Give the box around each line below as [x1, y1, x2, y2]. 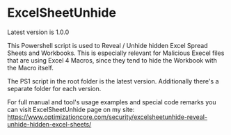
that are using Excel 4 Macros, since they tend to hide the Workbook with [7, 56, 218, 64]
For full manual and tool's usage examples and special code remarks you [7, 97, 216, 106]
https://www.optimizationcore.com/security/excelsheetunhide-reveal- [7, 113, 207, 121]
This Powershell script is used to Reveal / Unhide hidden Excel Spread [7, 41, 208, 49]
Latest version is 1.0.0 [7, 28, 70, 36]
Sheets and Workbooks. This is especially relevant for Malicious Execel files [7, 49, 225, 57]
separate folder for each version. [7, 84, 102, 93]
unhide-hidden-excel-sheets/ [7, 120, 92, 128]
